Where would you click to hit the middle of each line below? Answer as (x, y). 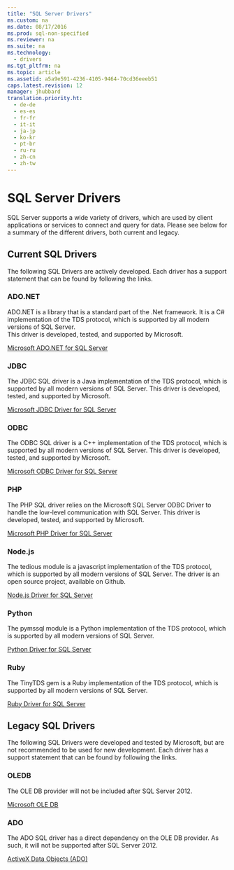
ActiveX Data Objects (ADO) (48, 859)
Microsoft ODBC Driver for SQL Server (63, 471)
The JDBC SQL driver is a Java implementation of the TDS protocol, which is (117, 381)
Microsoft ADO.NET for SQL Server (58, 348)
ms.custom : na (28, 20)
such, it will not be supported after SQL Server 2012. (83, 845)
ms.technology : (29, 53)
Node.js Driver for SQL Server (50, 595)
